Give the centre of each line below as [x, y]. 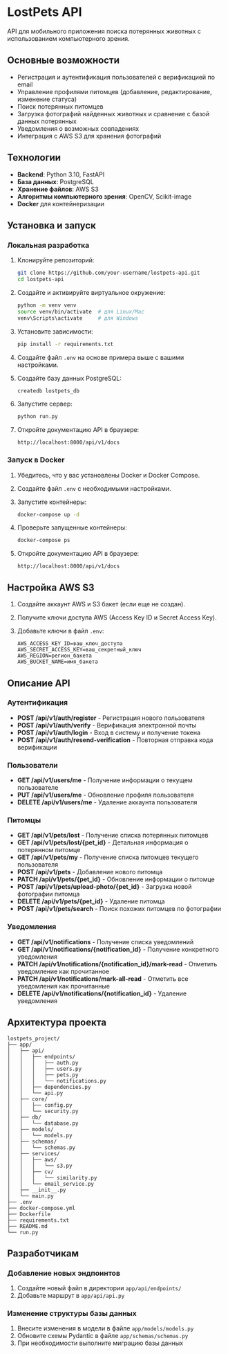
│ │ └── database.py [43, 1123]
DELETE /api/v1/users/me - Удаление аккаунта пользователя [107, 802]
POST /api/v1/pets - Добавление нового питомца [90, 872]
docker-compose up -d [48, 514]
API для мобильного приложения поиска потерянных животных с [104, 31]
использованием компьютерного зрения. [68, 38]
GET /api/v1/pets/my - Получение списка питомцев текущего [108, 857]
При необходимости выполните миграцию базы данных [100, 1343]
